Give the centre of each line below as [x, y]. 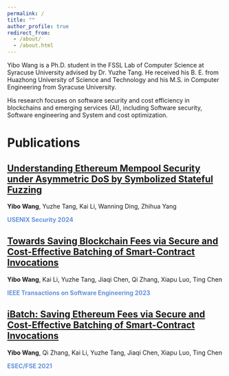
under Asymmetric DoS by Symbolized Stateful [110, 179]
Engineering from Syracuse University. [62, 87]
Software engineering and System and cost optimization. [88, 115]
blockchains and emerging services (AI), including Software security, [105, 108]
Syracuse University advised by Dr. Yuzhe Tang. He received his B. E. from [113, 72]
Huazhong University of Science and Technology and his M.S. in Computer [113, 80]
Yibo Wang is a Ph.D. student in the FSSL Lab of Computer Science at [106, 65]
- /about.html [33, 45]
